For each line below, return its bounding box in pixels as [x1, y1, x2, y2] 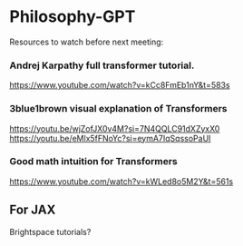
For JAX [9, 202, 56, 218]
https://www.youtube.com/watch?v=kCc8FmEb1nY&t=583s [9, 80, 230, 91]
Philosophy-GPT [9, 6, 136, 27]
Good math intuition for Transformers [9, 155, 179, 168]
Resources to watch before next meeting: [9, 36, 164, 47]
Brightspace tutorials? [9, 226, 92, 237]
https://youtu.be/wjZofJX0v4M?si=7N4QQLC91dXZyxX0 [9, 123, 220, 133]
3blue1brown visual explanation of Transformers [9, 103, 228, 115]
